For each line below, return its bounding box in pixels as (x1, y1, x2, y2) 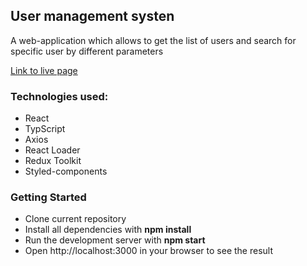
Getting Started (10, 190, 87, 204)
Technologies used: (10, 89, 109, 103)
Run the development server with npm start (24, 234, 206, 246)
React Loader (24, 144, 81, 156)
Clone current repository (24, 213, 127, 225)
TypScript (24, 123, 66, 135)
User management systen (10, 8, 175, 25)
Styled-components (24, 165, 108, 178)
